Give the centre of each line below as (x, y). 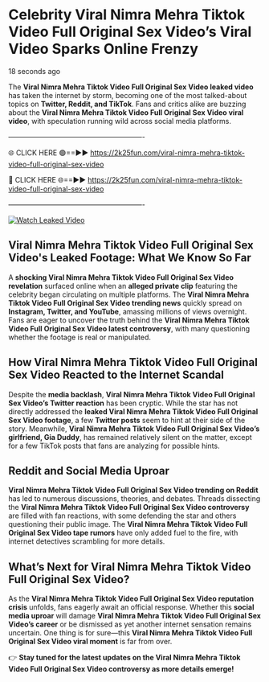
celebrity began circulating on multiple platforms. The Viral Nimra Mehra (129, 294)
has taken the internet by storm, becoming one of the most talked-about (128, 95)
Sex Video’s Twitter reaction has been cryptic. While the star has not (123, 403)
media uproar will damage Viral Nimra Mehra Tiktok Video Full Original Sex (134, 616)
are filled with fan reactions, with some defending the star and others (122, 516)
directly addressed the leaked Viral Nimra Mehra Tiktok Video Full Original (133, 411)
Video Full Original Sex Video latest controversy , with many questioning (129, 328)
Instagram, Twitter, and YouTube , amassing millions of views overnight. (128, 311)
